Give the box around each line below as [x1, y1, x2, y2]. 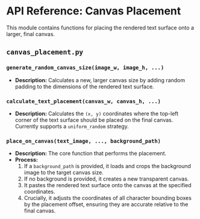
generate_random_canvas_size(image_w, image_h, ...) [6, 64, 164, 71]
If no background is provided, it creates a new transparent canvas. [23, 175, 189, 182]
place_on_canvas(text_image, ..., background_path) [6, 137, 161, 145]
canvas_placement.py [6, 48, 84, 56]
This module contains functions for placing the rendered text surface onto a [6, 24, 195, 31]
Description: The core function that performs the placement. [14, 150, 167, 157]
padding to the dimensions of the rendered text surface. [14, 83, 155, 90]
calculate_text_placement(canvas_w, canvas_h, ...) [6, 98, 161, 104]
